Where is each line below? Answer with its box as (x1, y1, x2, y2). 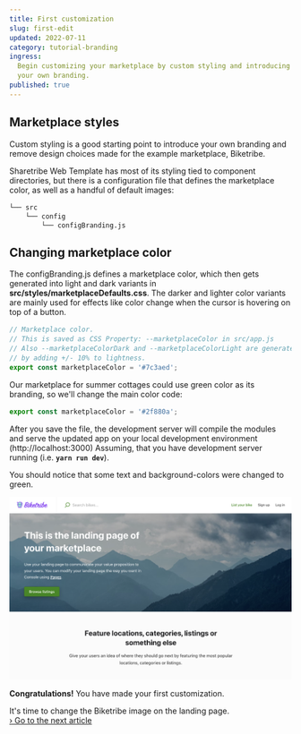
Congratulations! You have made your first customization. (9, 688, 225, 699)
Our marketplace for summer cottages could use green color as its (9, 379, 255, 389)
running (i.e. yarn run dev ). (9, 452, 109, 463)
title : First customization (9, 14, 115, 23)
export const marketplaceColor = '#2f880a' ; (9, 407, 178, 416)
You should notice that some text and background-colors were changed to (9, 469, 285, 480)
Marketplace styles (9, 115, 120, 130)
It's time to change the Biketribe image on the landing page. (9, 705, 230, 716)
